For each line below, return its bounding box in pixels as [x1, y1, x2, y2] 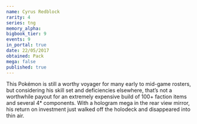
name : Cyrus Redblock [6, 8, 60, 15]
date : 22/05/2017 [6, 48, 50, 54]
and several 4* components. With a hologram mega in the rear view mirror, [6, 100, 190, 107]
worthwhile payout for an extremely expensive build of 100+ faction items [6, 93, 187, 100]
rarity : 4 [6, 14, 31, 20]
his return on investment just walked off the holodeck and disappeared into [6, 106, 191, 113]
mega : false [6, 58, 36, 64]
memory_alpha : [6, 25, 42, 32]
